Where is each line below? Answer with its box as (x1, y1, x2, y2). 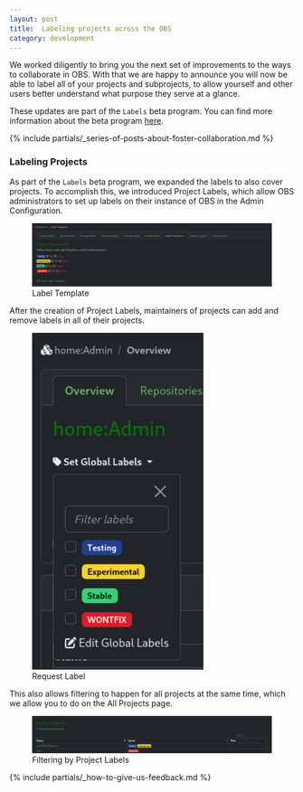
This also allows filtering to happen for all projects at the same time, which (9, 688, 287, 699)
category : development (9, 33, 95, 42)
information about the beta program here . (9, 116, 165, 127)
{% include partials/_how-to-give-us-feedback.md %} (9, 772, 212, 783)
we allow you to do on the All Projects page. (9, 697, 174, 709)
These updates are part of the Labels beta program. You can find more (9, 106, 273, 117)
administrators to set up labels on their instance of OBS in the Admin (9, 195, 264, 206)
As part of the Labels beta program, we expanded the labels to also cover (9, 176, 283, 187)
